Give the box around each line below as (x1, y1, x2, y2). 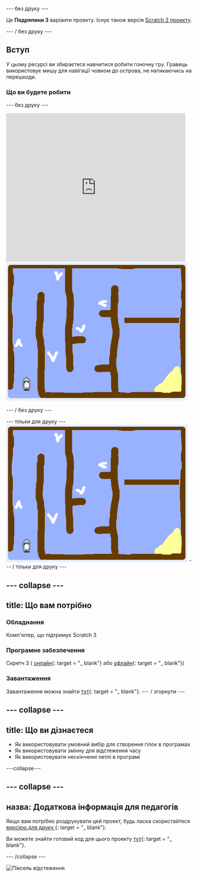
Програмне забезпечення (6, 647, 85, 655)
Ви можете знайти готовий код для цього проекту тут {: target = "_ (6, 836, 173, 843)
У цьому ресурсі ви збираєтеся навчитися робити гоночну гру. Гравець (6, 60, 188, 67)
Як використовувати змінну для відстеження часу (14, 747, 141, 754)
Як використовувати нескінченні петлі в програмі (14, 753, 141, 760)
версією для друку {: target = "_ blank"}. (6, 824, 107, 831)
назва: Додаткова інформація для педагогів (6, 802, 178, 812)
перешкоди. (6, 73, 37, 80)
